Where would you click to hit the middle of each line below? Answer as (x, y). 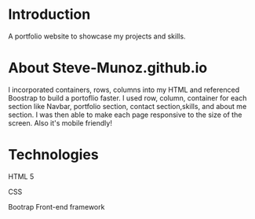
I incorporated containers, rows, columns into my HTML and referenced (124, 89)
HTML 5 (21, 176)
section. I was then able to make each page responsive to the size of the (125, 115)
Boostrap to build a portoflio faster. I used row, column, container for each (127, 98)
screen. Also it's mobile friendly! (60, 122)
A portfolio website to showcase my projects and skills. (97, 36)
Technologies (54, 155)
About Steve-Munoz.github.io (108, 68)
